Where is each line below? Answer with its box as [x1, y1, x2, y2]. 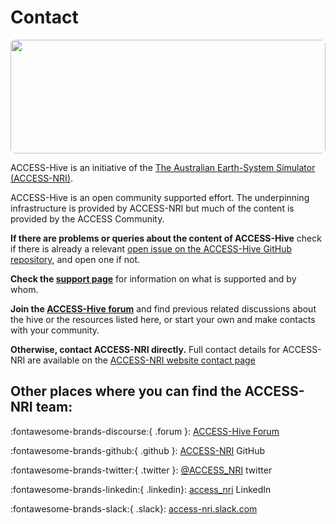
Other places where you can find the [10, 383, 242, 400]
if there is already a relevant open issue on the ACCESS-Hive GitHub [10, 242, 293, 255]
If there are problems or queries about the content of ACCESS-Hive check [10, 232, 322, 244]
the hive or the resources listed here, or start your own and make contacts [10, 313, 316, 325]
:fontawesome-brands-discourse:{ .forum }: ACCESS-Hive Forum [10, 425, 280, 437]
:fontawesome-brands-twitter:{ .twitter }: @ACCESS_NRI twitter [10, 464, 273, 476]
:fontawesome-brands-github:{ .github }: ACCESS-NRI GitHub [10, 444, 265, 456]
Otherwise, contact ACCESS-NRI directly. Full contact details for [10, 343, 281, 355]
